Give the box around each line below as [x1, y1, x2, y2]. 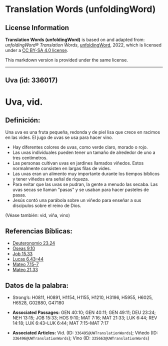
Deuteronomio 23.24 [12, 240, 55, 246]
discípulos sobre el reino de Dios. [12, 202, 81, 208]
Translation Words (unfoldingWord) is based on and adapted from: [5, 36, 145, 42]
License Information [5, 23, 69, 32]
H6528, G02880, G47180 [12, 300, 64, 306]
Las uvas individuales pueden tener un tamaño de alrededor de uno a [12, 149, 156, 155]
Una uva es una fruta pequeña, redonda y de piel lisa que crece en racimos [5, 129, 160, 135]
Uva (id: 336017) [5, 76, 58, 84]
